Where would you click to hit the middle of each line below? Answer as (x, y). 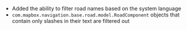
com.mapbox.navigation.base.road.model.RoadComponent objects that (96, 15)
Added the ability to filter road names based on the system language (96, 9)
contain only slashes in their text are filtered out (71, 21)
